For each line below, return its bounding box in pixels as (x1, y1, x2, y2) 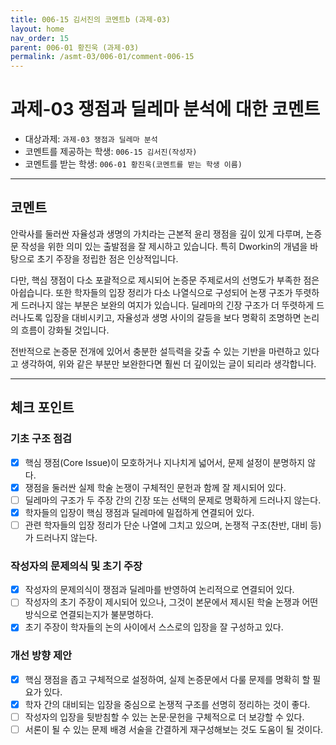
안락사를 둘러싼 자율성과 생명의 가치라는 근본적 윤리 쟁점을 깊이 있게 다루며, (10, 227, 304, 240)
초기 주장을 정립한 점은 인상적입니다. (36, 252, 179, 265)
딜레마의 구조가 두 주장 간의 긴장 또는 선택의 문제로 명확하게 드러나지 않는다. (24, 494, 322, 506)
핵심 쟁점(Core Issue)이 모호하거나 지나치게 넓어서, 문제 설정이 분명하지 (24, 456, 306, 468)
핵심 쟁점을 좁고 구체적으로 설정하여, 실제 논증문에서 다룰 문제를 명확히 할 (24, 673, 311, 685)
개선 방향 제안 (10, 649, 73, 663)
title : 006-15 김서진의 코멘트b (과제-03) (10, 14, 171, 25)
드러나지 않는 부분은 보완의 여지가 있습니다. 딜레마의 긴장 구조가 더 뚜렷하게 (20, 299, 315, 311)
